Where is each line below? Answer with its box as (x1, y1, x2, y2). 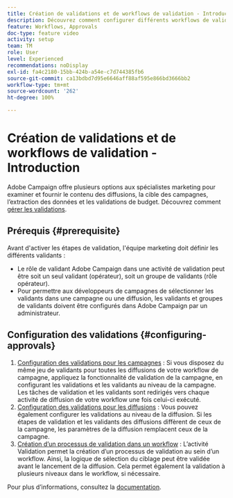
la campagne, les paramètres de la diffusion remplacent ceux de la (17, 425, 208, 433)
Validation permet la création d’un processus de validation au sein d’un (17, 447, 220, 456)
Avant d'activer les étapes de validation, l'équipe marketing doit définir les (7, 243, 218, 252)
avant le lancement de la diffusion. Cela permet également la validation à (17, 462, 225, 470)
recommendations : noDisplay (7, 62, 89, 69)
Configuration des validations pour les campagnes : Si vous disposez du (17, 358, 224, 367)
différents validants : (7, 251, 66, 259)
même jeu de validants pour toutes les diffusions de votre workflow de (17, 366, 219, 374)
